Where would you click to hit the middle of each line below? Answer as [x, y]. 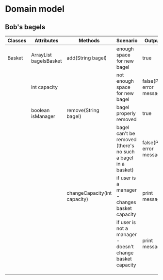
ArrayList [41, 55]
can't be [126, 133]
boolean [40, 110]
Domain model [35, 9]
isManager [43, 116]
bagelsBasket [46, 61]
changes [126, 202]
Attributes [47, 41]
